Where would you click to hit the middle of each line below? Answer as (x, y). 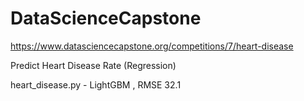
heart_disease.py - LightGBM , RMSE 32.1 (96, 84)
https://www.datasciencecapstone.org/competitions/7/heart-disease (152, 46)
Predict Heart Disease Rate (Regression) (93, 65)
